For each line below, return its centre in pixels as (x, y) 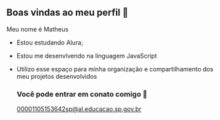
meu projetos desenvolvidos (57, 76)
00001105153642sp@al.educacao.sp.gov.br (79, 109)
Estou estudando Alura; (50, 43)
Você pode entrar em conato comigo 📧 (82, 94)
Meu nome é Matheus (38, 29)
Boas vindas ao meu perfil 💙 (68, 13)
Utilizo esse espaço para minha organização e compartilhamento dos (115, 69)
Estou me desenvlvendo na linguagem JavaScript (87, 56)
